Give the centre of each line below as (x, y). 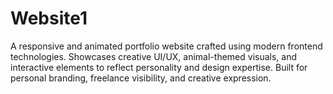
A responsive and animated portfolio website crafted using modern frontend (166, 46)
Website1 (49, 18)
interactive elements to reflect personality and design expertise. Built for (159, 67)
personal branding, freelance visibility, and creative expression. (141, 78)
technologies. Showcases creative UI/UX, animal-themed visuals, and (154, 56)
